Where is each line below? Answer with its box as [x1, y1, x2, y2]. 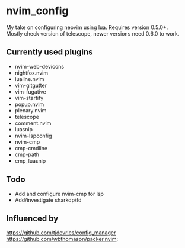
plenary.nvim [14, 107, 47, 114]
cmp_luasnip [14, 157, 46, 164]
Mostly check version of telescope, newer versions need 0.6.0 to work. [6, 30, 180, 37]
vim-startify [14, 94, 44, 101]
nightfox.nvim [14, 69, 49, 76]
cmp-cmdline [14, 144, 48, 152]
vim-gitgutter [14, 82, 47, 89]
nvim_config [6, 4, 69, 18]
